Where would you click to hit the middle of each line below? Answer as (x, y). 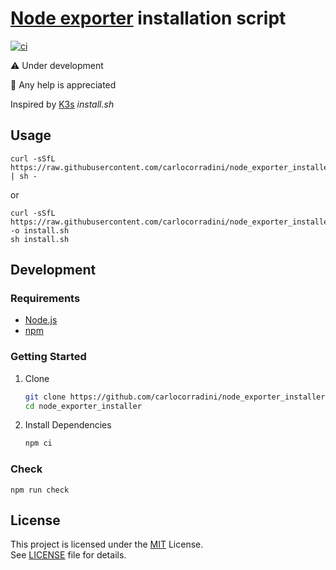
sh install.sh (40, 239)
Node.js (41, 320)
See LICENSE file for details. (68, 555)
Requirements (45, 299)
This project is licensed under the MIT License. (107, 544)
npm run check (40, 490)
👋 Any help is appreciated (63, 84)
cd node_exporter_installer (83, 406)
